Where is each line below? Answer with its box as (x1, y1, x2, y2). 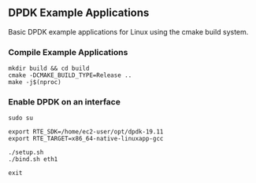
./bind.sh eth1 (8, 156, 58, 163)
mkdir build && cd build (8, 64, 90, 73)
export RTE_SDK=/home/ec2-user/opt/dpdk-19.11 (8, 128, 164, 136)
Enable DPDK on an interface (8, 97, 121, 108)
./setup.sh (8, 148, 44, 156)
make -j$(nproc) (8, 79, 61, 86)
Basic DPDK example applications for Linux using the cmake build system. (8, 27, 249, 36)
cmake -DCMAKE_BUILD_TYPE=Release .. (8, 71, 132, 79)
